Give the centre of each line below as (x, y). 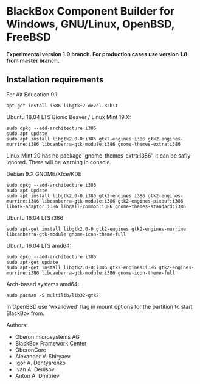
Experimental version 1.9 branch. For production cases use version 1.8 (97, 54)
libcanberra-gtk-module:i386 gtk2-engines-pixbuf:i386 (112, 201)
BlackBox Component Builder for (91, 11)
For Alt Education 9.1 (32, 94)
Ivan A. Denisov (35, 369)
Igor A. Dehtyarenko (40, 363)
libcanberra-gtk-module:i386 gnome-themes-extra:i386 (111, 144)
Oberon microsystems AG (47, 336)
